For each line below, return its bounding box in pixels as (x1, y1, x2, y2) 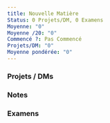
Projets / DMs (7, 71, 54, 81)
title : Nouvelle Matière (7, 10, 79, 17)
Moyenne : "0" (7, 23, 45, 30)
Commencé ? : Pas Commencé (7, 36, 82, 43)
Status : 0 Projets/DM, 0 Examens (7, 17, 104, 23)
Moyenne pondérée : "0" (7, 49, 73, 56)
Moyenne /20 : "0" (7, 29, 57, 37)
